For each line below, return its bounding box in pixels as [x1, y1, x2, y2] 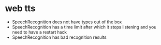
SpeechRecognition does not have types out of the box [12, 19, 122, 25]
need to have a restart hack [12, 29, 67, 35]
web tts [5, 3, 36, 14]
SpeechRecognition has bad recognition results [12, 34, 107, 40]
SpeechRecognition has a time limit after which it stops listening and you [12, 24, 157, 30]
